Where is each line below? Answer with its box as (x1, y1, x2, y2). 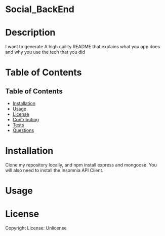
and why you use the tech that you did (5, 49, 85, 55)
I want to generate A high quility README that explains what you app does (5, 44, 160, 50)
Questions (12, 127, 34, 133)
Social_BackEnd (5, 4, 74, 15)
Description (5, 27, 56, 39)
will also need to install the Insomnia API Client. (5, 167, 104, 174)
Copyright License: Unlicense (5, 225, 67, 231)
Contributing (12, 117, 39, 123)
